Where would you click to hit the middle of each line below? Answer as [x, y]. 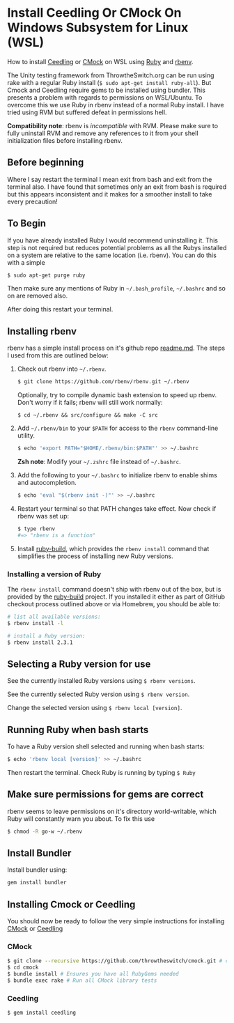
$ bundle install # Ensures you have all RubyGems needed [93, 974]
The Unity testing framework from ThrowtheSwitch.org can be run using [111, 75]
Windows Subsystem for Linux [98, 28]
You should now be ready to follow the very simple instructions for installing [116, 921]
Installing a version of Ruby [54, 574]
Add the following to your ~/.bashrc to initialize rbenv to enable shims [117, 475]
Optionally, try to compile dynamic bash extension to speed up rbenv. [117, 395]
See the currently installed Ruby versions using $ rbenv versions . [101, 681]
